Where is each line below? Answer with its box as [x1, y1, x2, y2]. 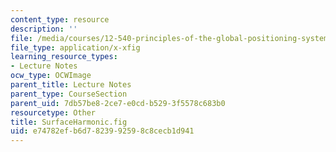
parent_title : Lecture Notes [10, 80, 132, 90]
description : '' [10, 24, 78, 34]
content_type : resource [10, 14, 110, 25]
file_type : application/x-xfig [10, 42, 141, 53]
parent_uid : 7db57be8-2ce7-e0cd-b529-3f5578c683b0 [10, 98, 226, 108]
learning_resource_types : [10, 52, 118, 62]
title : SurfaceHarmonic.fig [10, 117, 128, 127]
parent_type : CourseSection [10, 89, 128, 99]
